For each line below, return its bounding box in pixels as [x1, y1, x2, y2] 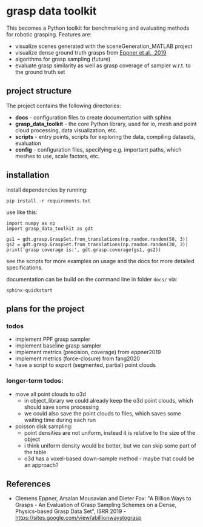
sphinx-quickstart [6, 287, 53, 294]
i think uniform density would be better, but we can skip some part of [24, 441, 197, 449]
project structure [6, 86, 72, 96]
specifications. [6, 264, 44, 271]
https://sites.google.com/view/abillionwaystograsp [15, 514, 142, 522]
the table [24, 448, 47, 455]
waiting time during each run [24, 416, 96, 423]
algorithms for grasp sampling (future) [15, 55, 111, 62]
